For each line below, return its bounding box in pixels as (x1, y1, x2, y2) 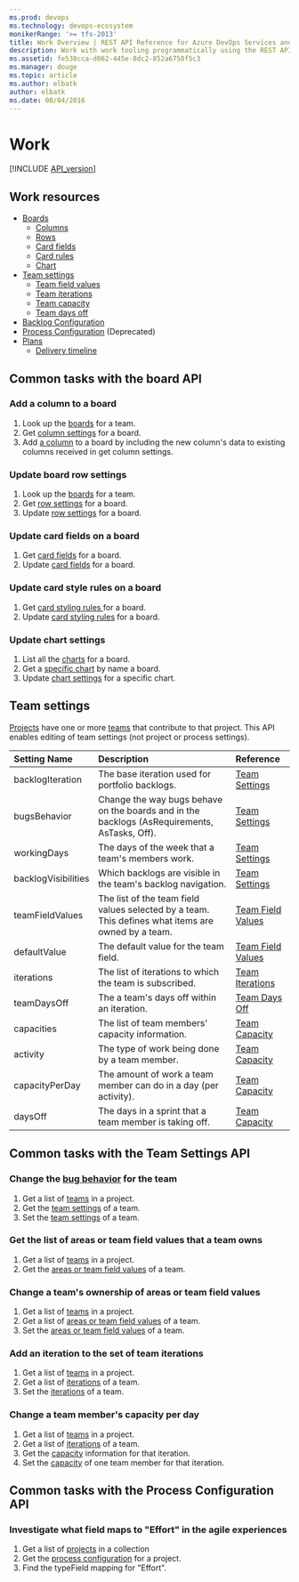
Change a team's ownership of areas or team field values (9, 1286, 261, 1298)
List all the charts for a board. (21, 654, 131, 664)
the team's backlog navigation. (97, 877, 227, 890)
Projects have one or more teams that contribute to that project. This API (9, 722, 275, 732)
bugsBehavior (13, 810, 73, 822)
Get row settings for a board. (21, 498, 128, 509)
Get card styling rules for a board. (21, 601, 147, 612)
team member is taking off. (97, 1116, 211, 1128)
